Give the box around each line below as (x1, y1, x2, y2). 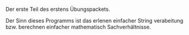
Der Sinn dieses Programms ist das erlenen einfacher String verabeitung (5, 17, 184, 24)
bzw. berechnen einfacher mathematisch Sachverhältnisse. (5, 24, 151, 30)
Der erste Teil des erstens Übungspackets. (5, 6, 111, 12)
